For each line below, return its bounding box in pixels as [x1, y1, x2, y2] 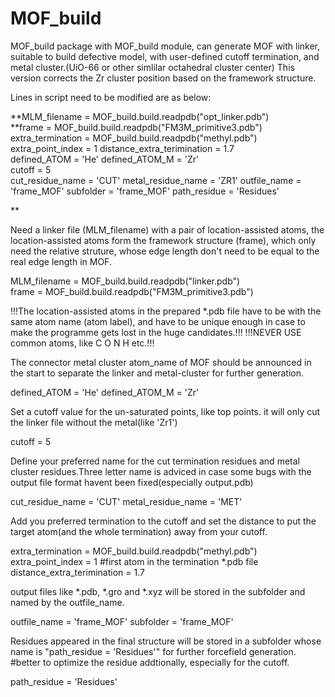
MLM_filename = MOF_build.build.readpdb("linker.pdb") [10, 275, 241, 287]
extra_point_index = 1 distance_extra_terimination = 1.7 [10, 142, 235, 154]
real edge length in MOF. [10, 255, 112, 267]
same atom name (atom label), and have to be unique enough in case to [10, 315, 306, 327]
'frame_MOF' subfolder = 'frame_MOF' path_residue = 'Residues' [10, 185, 280, 197]
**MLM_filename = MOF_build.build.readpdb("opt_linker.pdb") [10, 110, 270, 122]
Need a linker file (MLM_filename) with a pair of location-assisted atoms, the [10, 223, 325, 236]
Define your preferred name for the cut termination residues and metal [10, 455, 300, 467]
